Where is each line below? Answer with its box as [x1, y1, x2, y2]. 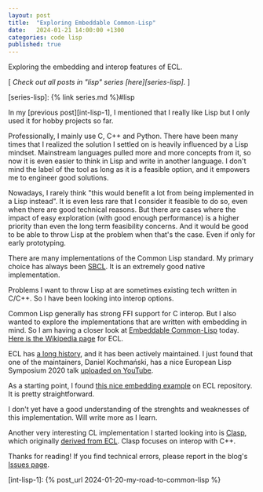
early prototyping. [8, 239, 67, 248]
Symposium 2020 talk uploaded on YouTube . [8, 366, 154, 375]
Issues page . [8, 460, 49, 469]
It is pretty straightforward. [8, 389, 95, 399]
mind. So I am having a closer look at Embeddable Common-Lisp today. [8, 326, 239, 335]
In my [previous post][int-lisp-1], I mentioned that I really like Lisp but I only [8, 108, 250, 118]
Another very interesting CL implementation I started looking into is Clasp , [8, 428, 247, 438]
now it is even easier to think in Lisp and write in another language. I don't [8, 156, 247, 166]
